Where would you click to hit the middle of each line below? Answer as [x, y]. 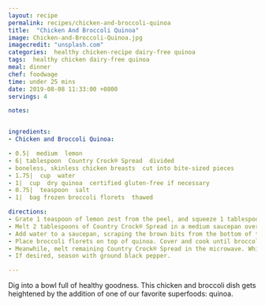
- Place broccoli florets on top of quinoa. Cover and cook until [119, 241]
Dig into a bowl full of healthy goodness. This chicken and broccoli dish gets [132, 285]
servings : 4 [28, 96]
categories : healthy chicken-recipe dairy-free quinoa [102, 52]
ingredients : [30, 132]
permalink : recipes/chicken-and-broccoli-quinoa [90, 23]
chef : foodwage [33, 74]
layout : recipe [33, 15]
